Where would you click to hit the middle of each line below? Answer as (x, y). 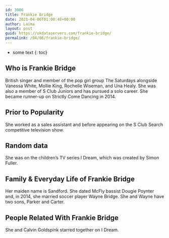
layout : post (19, 29)
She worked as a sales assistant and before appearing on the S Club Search (84, 125)
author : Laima (20, 24)
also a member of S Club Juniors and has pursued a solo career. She (77, 91)
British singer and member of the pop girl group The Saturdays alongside (81, 80)
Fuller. (12, 163)
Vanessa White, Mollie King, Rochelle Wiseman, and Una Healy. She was (81, 86)
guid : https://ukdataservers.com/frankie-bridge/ (59, 33)
